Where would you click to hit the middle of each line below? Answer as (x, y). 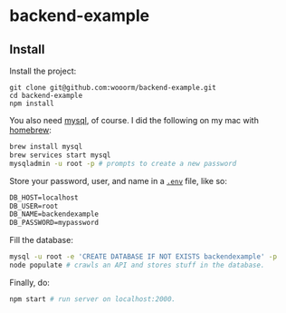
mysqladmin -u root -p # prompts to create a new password (123, 163)
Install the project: (43, 71)
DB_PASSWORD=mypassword (54, 223)
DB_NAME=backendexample (54, 214)
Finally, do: (29, 282)
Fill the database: (42, 240)
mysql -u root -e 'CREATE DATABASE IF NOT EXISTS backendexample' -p (143, 257)
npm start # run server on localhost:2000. (93, 299)
